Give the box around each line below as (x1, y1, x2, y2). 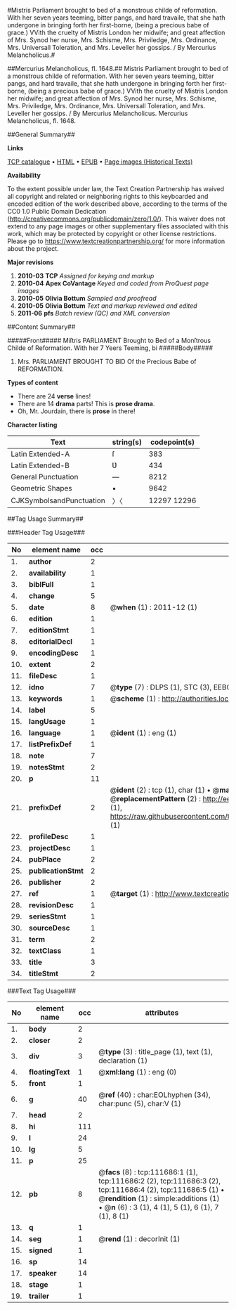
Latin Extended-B (11, 460, 70, 470)
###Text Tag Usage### (7, 987, 77, 995)
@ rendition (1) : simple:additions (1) (98, 1194, 220, 1203)
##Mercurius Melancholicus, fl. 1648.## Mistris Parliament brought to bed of (7, 65, 229, 72)
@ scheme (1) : (110, 694, 160, 703)
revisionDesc (29, 900, 74, 909)
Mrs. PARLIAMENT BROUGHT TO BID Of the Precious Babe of (17, 358, 197, 365)
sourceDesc (29, 923, 70, 933)
